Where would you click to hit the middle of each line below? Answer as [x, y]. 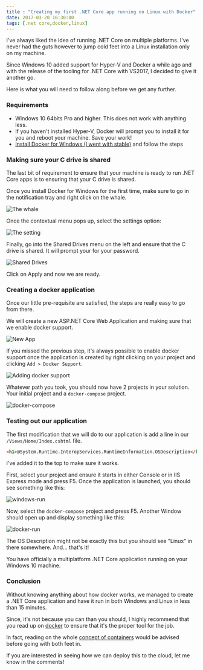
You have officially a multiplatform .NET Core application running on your [97, 559]
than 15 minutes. [27, 607]
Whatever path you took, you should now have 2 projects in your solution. [98, 387]
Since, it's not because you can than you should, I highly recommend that [98, 619]
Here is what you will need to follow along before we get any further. [91, 89]
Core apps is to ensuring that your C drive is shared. [71, 179]
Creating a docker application [51, 290]
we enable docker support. [40, 328]
